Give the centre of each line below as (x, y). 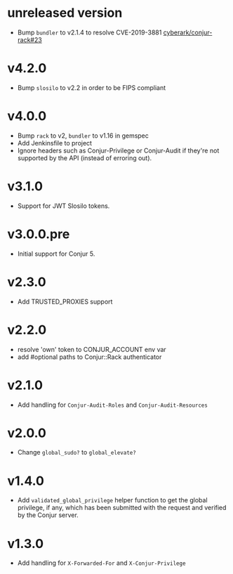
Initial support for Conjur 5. (56, 254)
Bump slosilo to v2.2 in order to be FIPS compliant (92, 87)
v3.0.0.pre (39, 234)
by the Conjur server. (48, 515)
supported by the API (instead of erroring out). (85, 158)
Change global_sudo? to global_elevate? (77, 452)
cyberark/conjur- (188, 32)
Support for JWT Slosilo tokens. (64, 206)
